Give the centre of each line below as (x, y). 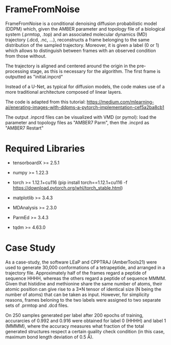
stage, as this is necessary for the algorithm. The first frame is (95, 71)
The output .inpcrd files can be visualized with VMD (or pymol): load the (81, 117)
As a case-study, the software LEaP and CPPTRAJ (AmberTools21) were (81, 262)
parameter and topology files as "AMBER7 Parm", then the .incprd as (77, 122)
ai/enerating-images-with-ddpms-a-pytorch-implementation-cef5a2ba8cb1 (85, 107)
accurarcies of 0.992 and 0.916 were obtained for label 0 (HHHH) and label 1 (86, 321)
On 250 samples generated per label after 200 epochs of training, (75, 315)
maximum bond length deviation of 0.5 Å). (49, 337)
